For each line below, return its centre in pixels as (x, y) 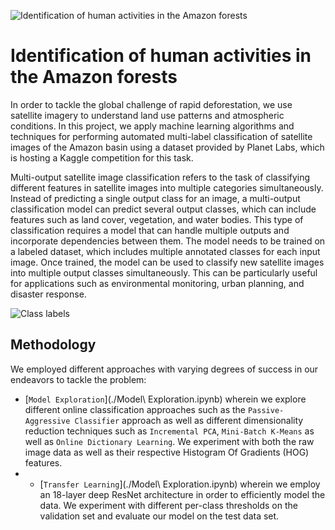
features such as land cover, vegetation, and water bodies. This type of (157, 219)
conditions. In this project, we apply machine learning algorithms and (152, 126)
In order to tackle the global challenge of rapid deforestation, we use (151, 104)
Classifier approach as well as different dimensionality (189, 420)
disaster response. (48, 294)
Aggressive (47, 421)
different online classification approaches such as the (135, 409)
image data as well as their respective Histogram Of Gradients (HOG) (167, 452)
